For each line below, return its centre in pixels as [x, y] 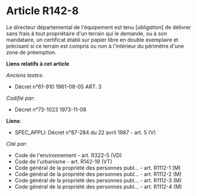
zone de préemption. [32, 52]
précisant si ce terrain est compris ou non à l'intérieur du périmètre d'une [95, 46]
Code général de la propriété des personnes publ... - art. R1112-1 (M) [98, 168]
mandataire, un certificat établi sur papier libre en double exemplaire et [92, 40]
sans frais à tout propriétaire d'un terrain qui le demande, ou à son [86, 33]
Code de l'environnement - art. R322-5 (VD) [68, 155]
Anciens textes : [25, 75]
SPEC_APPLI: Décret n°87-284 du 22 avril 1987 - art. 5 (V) [85, 132]
